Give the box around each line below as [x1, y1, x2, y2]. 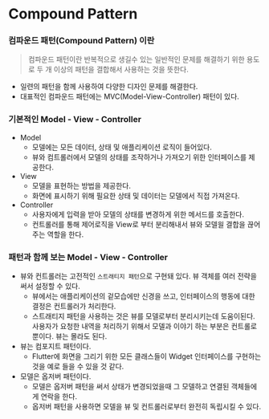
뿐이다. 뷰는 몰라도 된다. [31, 332, 108, 341]
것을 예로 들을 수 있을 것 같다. [31, 362, 124, 372]
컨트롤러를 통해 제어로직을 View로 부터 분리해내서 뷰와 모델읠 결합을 [31, 219, 247, 229]
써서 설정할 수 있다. [19, 282, 80, 291]
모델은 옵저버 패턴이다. [19, 372, 92, 381]
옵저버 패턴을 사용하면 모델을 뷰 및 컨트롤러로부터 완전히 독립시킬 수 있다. [31, 402, 262, 412]
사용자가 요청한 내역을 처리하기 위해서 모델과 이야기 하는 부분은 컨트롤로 [31, 322, 258, 332]
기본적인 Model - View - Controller [8, 114, 142, 125]
